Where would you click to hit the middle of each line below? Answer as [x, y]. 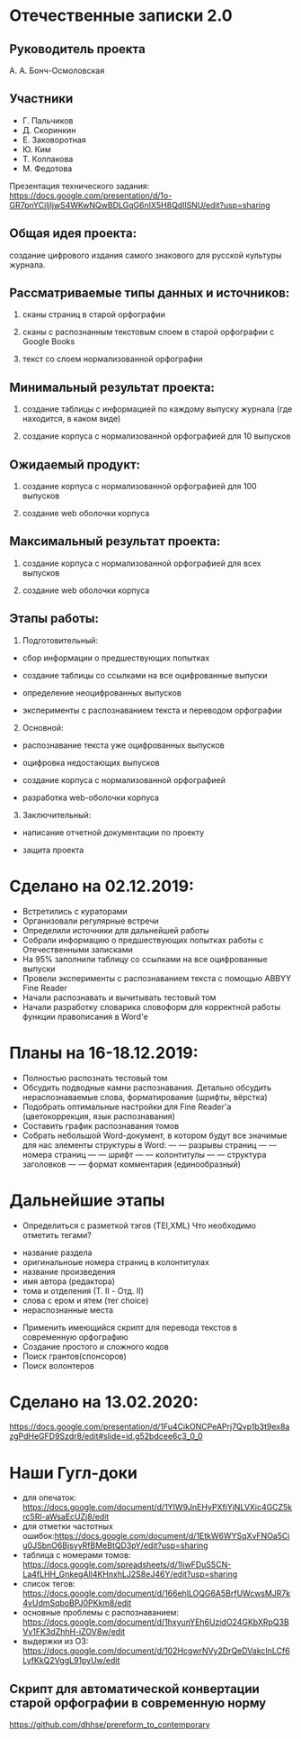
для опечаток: [49, 1498]
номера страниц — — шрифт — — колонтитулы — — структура [144, 1154]
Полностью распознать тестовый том [95, 1078]
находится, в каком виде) [71, 419]
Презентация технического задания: [80, 186]
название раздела [57, 1252]
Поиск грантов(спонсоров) [75, 1356]
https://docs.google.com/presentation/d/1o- [91, 196]
